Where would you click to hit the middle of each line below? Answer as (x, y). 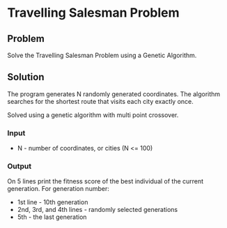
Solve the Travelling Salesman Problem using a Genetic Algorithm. (102, 55)
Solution (26, 77)
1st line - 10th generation (53, 202)
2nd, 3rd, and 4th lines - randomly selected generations (97, 210)
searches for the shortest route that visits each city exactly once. (100, 101)
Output (19, 167)
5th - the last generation (52, 217)
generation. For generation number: (58, 189)
